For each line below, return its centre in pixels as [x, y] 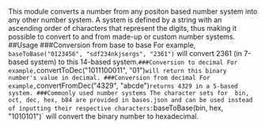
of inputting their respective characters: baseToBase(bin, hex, [116, 108]
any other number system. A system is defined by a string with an [115, 20]
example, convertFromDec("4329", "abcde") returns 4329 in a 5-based [123, 85]
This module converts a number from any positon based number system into [133, 11]
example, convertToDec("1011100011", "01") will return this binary [117, 70]
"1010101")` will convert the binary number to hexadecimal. [104, 116]
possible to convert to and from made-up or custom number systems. [122, 36]
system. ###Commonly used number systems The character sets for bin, [129, 93]
